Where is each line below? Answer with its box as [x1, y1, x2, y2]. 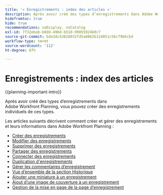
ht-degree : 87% [5, 48, 36, 53]
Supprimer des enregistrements [12, 143, 76, 149]
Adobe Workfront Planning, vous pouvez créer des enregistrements [5, 104, 140, 109]
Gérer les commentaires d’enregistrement [12, 164, 96, 170]
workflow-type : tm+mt [5, 39, 49, 44]
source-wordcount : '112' [5, 43, 55, 48]
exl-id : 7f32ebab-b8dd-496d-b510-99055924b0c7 [5, 30, 101, 35]
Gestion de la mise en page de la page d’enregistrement [12, 184, 124, 190]
